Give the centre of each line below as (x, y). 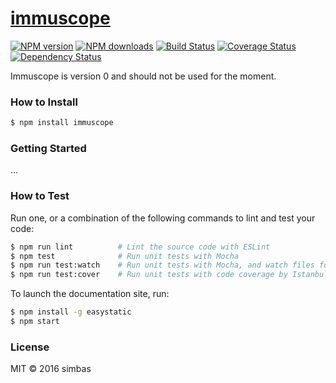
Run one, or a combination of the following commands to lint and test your (163, 218)
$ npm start (35, 322)
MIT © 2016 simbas (51, 369)
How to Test (40, 196)
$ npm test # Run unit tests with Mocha (125, 256)
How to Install (44, 102)
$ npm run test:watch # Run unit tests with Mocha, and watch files (162, 265)
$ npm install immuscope (62, 123)
